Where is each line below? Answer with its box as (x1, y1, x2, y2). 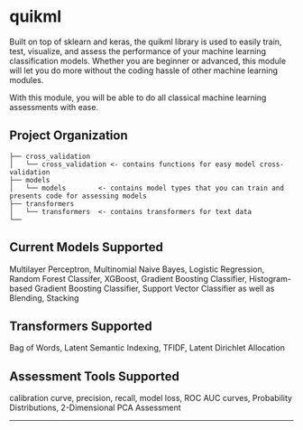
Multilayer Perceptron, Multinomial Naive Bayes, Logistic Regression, (9, 264, 265, 275)
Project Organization (9, 128, 128, 144)
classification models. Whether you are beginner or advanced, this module (9, 55, 287, 66)
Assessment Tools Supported (9, 369, 180, 384)
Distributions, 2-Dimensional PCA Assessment (9, 402, 182, 413)
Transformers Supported (9, 318, 152, 333)
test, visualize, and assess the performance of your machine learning (9, 45, 266, 56)
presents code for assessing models (9, 192, 147, 201)
